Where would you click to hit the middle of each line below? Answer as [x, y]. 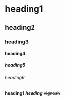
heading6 [15, 78]
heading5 [15, 65]
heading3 [17, 42]
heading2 [20, 28]
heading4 [15, 54]
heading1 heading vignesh [32, 93]
